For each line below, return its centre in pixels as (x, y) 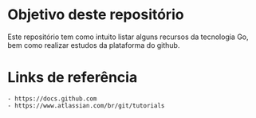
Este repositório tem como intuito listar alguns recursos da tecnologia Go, (128, 37)
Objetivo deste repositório (96, 15)
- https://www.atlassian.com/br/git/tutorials (86, 105)
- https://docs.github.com (52, 98)
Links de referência (73, 78)
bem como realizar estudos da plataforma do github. (94, 45)
